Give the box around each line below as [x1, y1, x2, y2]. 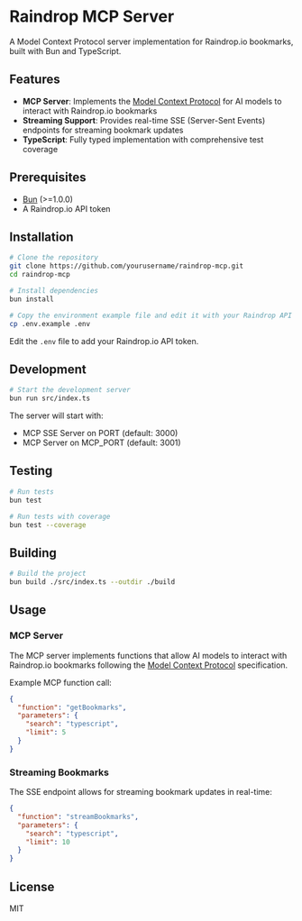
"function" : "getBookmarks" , [17, 703, 127, 712]
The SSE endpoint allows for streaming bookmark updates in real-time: [9, 787, 272, 798]
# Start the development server [9, 386, 131, 395]
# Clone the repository [9, 253, 99, 262]
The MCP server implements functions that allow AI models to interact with [9, 650, 288, 661]
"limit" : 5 [25, 728, 67, 737]
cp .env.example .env [9, 319, 91, 328]
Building [9, 545, 57, 561]
